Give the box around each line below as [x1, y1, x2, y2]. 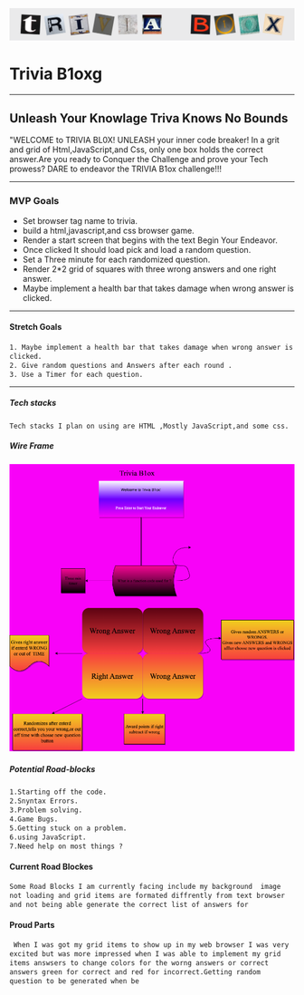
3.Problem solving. [9, 806, 83, 815]
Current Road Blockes [9, 861, 93, 872]
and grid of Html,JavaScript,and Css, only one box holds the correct [9, 144, 264, 155]
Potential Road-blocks [9, 763, 96, 774]
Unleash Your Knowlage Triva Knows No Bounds [9, 111, 289, 126]
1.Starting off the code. [9, 787, 107, 797]
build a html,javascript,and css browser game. [22, 225, 195, 236]
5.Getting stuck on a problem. [9, 824, 128, 833]
